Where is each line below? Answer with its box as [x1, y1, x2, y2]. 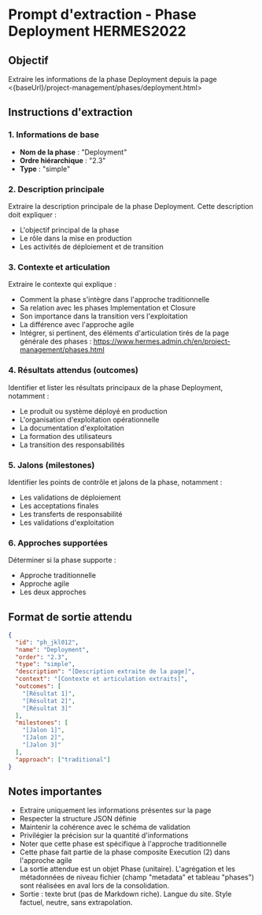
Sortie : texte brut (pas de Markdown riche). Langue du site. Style [19, 889, 232, 899]
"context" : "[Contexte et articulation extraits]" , [15, 675, 189, 683]
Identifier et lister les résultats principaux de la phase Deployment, [8, 382, 223, 392]
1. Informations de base [8, 129, 100, 140]
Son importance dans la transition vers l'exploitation [19, 311, 189, 321]
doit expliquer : [8, 210, 57, 219]
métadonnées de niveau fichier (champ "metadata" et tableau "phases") [19, 872, 254, 882]
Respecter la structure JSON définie [19, 814, 137, 824]
